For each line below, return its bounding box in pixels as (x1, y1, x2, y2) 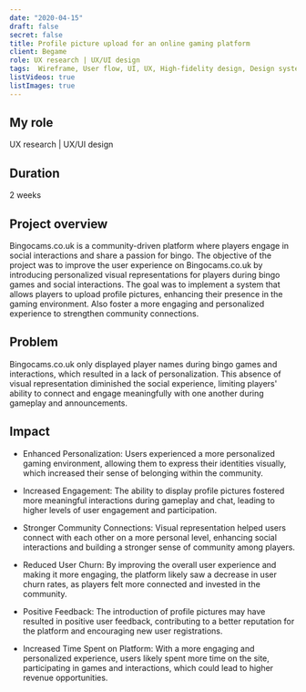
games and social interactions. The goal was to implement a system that (9, 279, 280, 290)
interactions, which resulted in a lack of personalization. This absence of (9, 368, 281, 379)
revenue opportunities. (22, 672, 108, 683)
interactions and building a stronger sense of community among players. (22, 542, 296, 553)
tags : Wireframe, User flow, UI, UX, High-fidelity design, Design (9, 65, 275, 74)
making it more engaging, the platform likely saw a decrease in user (22, 569, 278, 580)
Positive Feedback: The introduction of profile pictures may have (22, 605, 266, 616)
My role (9, 115, 54, 130)
